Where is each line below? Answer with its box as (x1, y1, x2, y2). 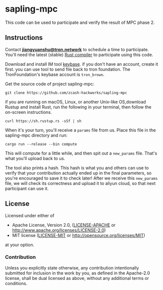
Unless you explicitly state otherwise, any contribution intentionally (5, 265, 139, 271)
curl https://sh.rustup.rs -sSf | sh (5, 118, 82, 124)
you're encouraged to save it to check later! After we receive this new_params (5, 175, 158, 181)
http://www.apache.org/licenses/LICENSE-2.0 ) (12, 227, 106, 233)
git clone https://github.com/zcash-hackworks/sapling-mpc (5, 90, 127, 95)
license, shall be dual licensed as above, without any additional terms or (5, 275, 149, 281)
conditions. (5, 280, 28, 286)
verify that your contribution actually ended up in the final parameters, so (5, 170, 152, 176)
